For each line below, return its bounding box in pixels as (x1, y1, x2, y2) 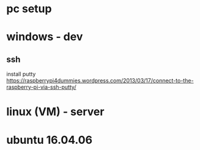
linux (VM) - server (6, 105, 105, 119)
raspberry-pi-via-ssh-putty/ (6, 83, 76, 91)
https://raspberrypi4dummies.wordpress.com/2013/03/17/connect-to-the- (6, 77, 194, 84)
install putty (6, 70, 36, 78)
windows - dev (6, 30, 83, 44)
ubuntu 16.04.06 (6, 133, 93, 147)
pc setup (6, 2, 52, 16)
